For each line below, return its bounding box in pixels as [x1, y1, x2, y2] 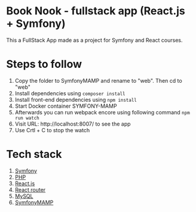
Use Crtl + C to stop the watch [14, 126, 90, 133]
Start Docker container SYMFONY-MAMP [14, 102, 118, 110]
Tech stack [6, 148, 62, 161]
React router [14, 186, 46, 193]
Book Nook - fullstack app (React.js [6, 4, 185, 18]
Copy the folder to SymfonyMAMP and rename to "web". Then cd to [14, 77, 182, 84]
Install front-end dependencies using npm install [14, 96, 137, 103]
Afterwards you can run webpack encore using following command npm [14, 108, 190, 116]
